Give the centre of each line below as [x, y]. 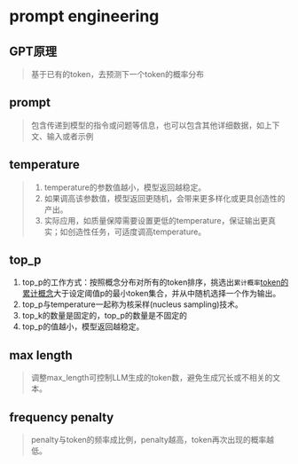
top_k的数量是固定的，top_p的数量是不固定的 [105, 316]
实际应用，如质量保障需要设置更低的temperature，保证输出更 [156, 220]
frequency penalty [62, 417]
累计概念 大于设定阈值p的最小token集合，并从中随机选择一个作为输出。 [151, 294]
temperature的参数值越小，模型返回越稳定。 [125, 187]
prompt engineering [84, 16]
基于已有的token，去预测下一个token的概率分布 [118, 74]
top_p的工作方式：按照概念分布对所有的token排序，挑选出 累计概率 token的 [155, 282]
